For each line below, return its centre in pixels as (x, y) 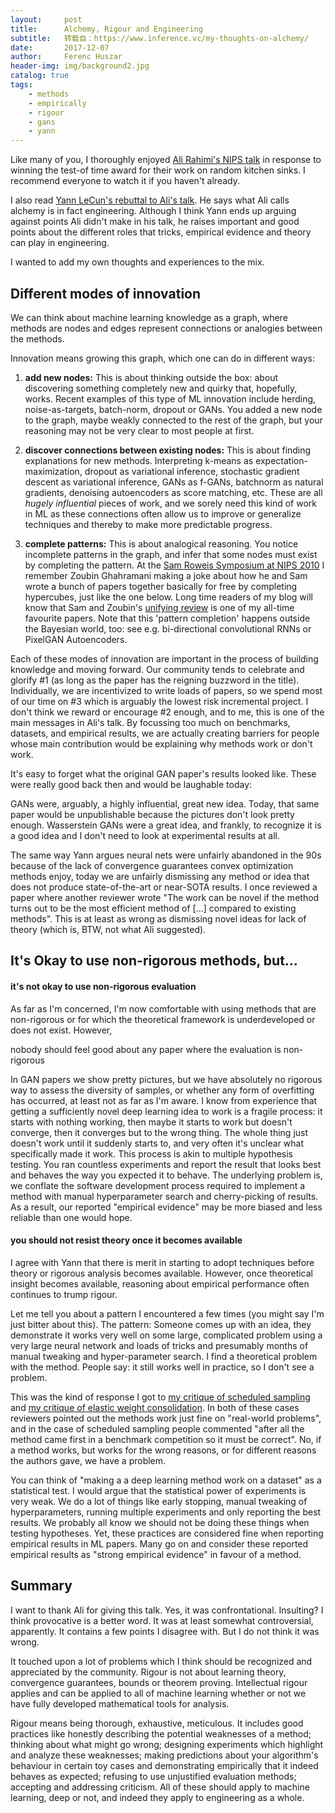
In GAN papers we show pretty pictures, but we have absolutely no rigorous (166, 1079)
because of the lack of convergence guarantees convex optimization (152, 865)
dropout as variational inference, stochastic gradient (192, 471)
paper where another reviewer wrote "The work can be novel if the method (165, 897)
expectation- (281, 460)
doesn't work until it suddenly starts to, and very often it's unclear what (157, 1143)
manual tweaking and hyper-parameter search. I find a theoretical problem (164, 1356)
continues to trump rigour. (64, 1294)
